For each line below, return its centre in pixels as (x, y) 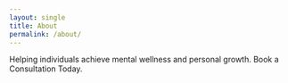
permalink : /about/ (45, 34)
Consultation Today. (46, 69)
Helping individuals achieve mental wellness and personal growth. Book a (144, 60)
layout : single (37, 17)
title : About (33, 26)
